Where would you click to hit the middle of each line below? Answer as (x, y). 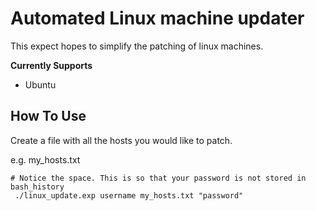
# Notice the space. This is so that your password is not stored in (158, 178)
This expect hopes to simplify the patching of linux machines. (137, 46)
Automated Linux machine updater (157, 18)
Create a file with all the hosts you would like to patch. (121, 140)
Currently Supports (51, 65)
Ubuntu (40, 84)
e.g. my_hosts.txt (45, 159)
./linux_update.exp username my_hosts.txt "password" (129, 195)
